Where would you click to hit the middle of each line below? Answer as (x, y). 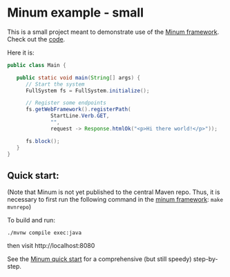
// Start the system (55, 84)
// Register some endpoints (66, 103)
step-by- (206, 259)
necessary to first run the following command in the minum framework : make (115, 200)
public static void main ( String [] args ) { (78, 77)
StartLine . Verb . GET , (80, 116)
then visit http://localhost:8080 (51, 246)
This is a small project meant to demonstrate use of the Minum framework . (113, 32)
